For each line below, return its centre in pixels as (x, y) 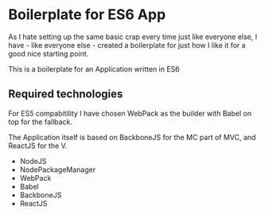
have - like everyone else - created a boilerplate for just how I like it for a (127, 45)
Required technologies (66, 94)
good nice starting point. (49, 53)
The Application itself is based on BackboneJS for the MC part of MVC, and (132, 137)
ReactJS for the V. (38, 146)
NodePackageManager (58, 170)
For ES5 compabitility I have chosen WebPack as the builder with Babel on (130, 113)
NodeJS (33, 161)
